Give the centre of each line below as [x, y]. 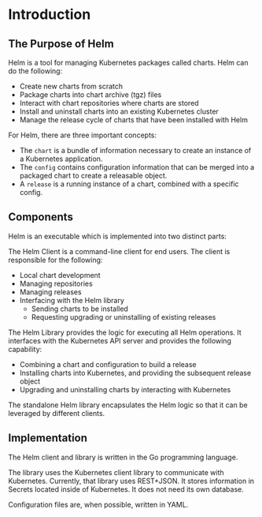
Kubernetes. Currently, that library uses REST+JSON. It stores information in [131, 481]
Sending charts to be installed [79, 309]
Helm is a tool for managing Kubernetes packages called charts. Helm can [128, 62]
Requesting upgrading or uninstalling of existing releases [124, 317]
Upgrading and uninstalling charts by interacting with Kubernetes [125, 389]
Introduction [50, 15]
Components [41, 217]
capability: [25, 349]
